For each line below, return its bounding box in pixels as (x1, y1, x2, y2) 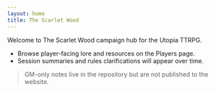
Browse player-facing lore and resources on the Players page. (17, 49, 196, 58)
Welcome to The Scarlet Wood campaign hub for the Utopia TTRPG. (7, 35, 202, 44)
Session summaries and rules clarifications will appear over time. (17, 56, 204, 65)
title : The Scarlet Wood (7, 17, 79, 24)
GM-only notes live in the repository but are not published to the (24, 70, 209, 78)
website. (24, 77, 49, 85)
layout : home (7, 10, 45, 17)
